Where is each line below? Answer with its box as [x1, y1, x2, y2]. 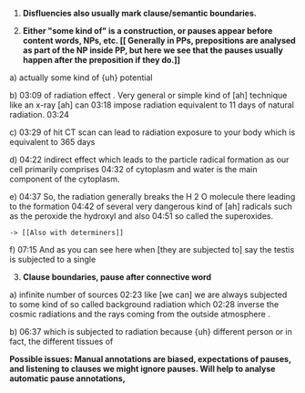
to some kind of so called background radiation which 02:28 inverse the [9, 299, 280, 309]
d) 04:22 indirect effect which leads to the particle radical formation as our [9, 154, 290, 165]
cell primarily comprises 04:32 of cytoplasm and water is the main [9, 164, 258, 174]
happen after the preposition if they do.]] [22, 55, 180, 65]
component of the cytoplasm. [9, 173, 120, 184]
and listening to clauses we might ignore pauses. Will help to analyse [9, 364, 276, 374]
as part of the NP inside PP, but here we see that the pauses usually [22, 45, 284, 56]
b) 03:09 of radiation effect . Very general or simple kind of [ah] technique [9, 90, 288, 100]
